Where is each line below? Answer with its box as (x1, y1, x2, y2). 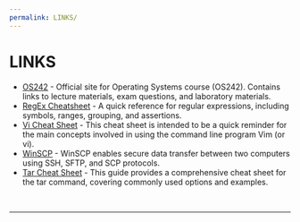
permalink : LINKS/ (9, 13, 78, 22)
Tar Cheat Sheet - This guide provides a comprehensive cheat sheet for (21, 166, 287, 177)
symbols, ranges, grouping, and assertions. (21, 109, 182, 121)
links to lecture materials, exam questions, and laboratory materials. (21, 90, 271, 101)
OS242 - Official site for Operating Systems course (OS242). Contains (21, 81, 281, 92)
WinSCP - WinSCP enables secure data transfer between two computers (21, 148, 290, 158)
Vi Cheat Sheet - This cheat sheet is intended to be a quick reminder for (21, 119, 287, 130)
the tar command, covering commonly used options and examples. (21, 176, 269, 187)
